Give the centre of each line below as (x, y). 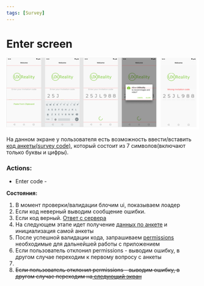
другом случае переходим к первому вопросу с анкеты (88, 257)
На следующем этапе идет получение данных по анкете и (91, 224)
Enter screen (39, 44)
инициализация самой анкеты (54, 231)
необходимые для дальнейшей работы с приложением (87, 244)
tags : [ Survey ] (26, 13)
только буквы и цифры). (38, 152)
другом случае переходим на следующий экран (78, 276)
